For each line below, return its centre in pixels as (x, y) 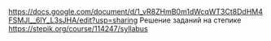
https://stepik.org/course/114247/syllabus (78, 29)
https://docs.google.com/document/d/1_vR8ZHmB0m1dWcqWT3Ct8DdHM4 (135, 12)
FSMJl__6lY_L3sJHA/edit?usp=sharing (73, 20)
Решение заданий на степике (190, 20)
